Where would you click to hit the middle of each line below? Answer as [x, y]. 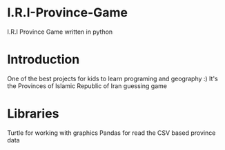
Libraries [33, 114]
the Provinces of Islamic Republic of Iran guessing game [87, 86]
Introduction [43, 60]
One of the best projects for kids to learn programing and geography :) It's [113, 78]
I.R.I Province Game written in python [60, 32]
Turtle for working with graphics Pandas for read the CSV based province [111, 133]
